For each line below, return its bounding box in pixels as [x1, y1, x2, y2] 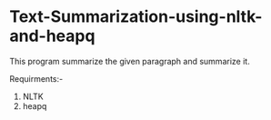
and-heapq [9, 25, 95, 46]
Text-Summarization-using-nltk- [9, 6, 263, 27]
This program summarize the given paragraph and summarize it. [9, 55, 250, 66]
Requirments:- [9, 73, 64, 84]
